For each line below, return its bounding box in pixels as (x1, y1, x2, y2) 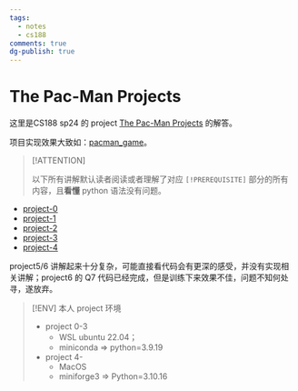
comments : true (9, 38, 67, 48)
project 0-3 (45, 321, 88, 332)
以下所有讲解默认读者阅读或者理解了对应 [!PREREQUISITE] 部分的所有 (31, 174, 289, 185)
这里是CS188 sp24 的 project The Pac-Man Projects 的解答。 (9, 117, 238, 128)
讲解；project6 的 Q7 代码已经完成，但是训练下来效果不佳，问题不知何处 (16, 272, 289, 283)
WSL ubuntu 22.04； (58, 332, 138, 343)
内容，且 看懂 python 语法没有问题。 (31, 185, 166, 196)
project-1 (22, 213, 56, 224)
